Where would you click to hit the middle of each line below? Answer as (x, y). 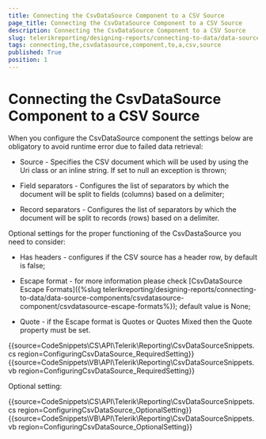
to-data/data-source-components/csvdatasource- (102, 298)
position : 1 (28, 60)
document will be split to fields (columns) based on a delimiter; (122, 194)
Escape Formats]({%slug (60, 289)
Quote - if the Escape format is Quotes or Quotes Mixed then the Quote (136, 322)
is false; (32, 265)
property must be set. (55, 329)
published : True (35, 52)
